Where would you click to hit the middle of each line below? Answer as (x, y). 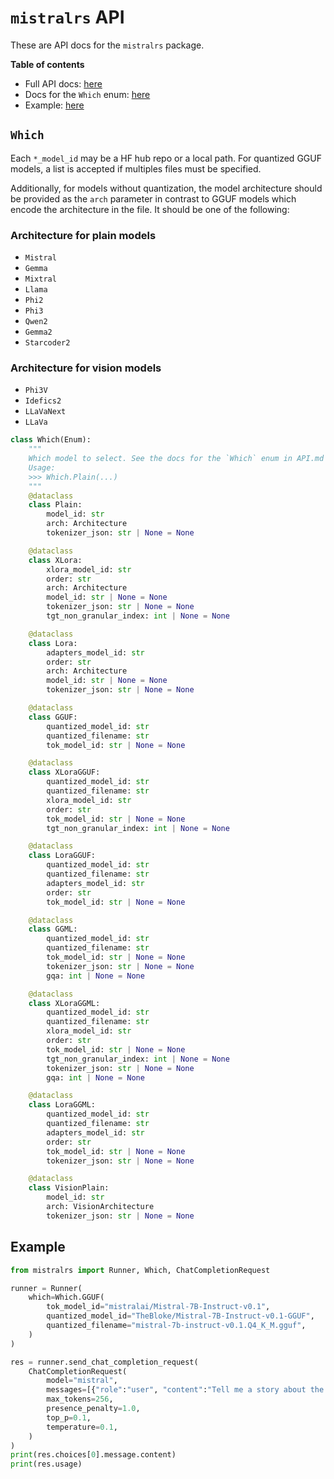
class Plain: (55, 505)
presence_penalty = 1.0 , (93, 1409)
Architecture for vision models (86, 368)
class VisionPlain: (69, 1188)
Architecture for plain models (83, 235)
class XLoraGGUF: (64, 772)
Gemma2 (38, 332)
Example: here (54, 105)
